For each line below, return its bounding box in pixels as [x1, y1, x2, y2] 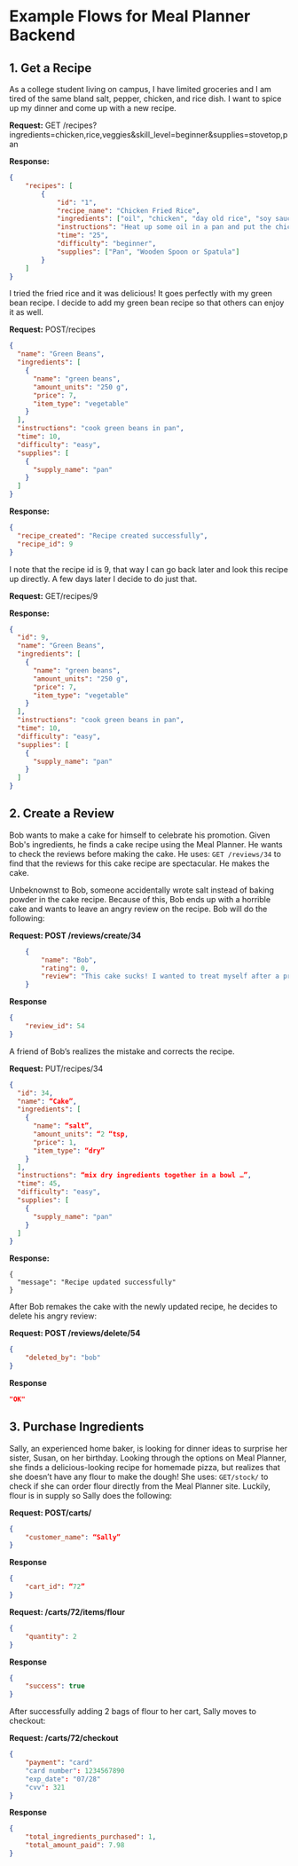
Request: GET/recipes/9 [9, 590, 98, 601]
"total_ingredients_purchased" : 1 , [25, 1832, 157, 1842]
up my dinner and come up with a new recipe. [9, 103, 177, 113]
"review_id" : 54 [25, 1022, 86, 1031]
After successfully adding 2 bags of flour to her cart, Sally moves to [9, 1706, 257, 1717]
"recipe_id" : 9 [17, 539, 74, 548]
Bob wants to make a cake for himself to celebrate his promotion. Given [9, 830, 271, 840]
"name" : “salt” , [32, 1122, 93, 1130]
